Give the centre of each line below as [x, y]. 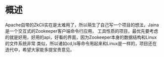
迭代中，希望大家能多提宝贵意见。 [40, 50]
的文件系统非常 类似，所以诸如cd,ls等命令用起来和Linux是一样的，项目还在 [81, 43]
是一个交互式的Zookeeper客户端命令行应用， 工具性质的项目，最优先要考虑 [82, 31]
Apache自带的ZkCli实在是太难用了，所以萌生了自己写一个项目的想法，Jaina [82, 25]
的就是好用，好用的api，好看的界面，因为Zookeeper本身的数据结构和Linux [81, 37]
